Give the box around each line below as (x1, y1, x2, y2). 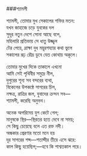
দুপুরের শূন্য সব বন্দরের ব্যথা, (6, 76, 53, 84)
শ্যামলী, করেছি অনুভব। (6, 97, 47, 104)
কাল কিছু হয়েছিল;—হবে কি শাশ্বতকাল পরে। (6, 143, 83, 150)
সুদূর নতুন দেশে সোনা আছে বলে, (6, 31, 61, 38)
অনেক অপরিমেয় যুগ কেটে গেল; (6, 109, 59, 116)
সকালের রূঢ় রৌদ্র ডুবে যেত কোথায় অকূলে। (6, 51, 79, 58)
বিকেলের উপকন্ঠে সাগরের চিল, (6, 84, 56, 90)
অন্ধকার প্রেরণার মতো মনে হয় (6, 129, 55, 136)
